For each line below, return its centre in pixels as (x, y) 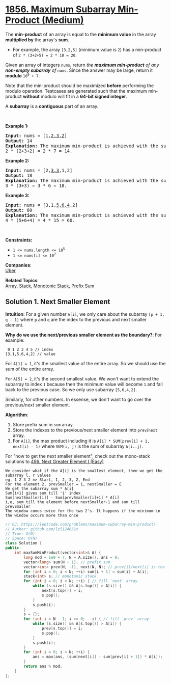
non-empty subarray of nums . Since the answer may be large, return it (79, 70)
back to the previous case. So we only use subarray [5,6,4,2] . (71, 389)
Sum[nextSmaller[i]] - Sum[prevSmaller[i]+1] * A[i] (62, 498)
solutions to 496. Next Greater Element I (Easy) (55, 461)
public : (13, 548)
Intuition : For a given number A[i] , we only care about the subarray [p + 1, (85, 314)
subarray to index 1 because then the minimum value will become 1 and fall (84, 384)
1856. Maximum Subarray (61, 9)
